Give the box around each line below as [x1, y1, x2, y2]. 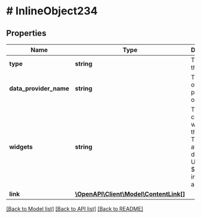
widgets [9, 143, 33, 151]
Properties [6, 28, 47, 38]
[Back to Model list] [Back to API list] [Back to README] [6, 205, 144, 212]
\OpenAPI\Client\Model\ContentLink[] [75, 190, 185, 198]
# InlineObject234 [6, 4, 98, 18]
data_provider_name [9, 84, 70, 92]
